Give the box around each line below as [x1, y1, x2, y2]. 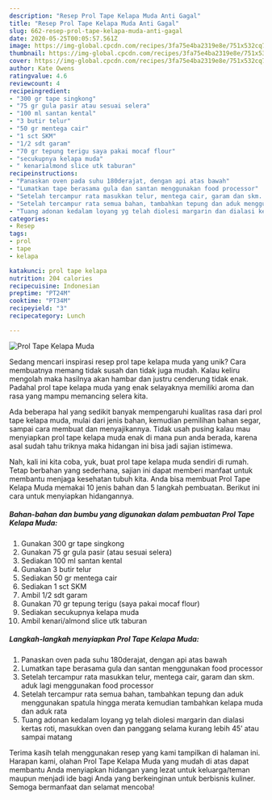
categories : [9, 215, 49, 223]
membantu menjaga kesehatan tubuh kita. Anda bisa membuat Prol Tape [9, 474, 251, 483]
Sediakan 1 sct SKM [20, 581, 87, 591]
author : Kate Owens [9, 65, 75, 73]
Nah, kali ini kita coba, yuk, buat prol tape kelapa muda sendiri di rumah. [9, 457, 249, 466]
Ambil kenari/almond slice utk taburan [20, 616, 148, 625]
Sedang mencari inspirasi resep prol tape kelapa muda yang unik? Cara [9, 356, 247, 366]
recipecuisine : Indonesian [9, 282, 100, 290]
